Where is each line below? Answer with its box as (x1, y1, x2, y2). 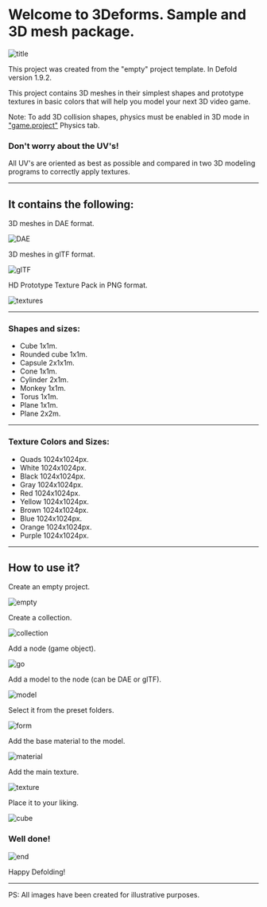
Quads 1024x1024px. (19, 454, 89, 463)
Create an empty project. (8, 582, 90, 592)
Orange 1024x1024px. (19, 522, 92, 531)
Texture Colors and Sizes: (8, 436, 110, 448)
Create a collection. (8, 613, 72, 623)
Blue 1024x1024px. (19, 514, 83, 523)
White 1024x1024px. (19, 463, 87, 472)
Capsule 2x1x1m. (19, 358, 75, 368)
